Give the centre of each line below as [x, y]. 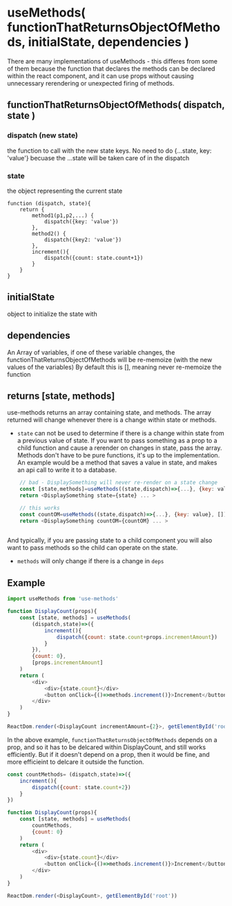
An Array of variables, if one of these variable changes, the [91, 352]
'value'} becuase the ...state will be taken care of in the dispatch [98, 158]
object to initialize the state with [52, 314]
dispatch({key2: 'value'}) [83, 240]
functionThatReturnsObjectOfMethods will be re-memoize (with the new [110, 359]
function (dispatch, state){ [49, 203]
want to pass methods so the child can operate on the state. [93, 548]
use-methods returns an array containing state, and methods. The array [109, 413]
